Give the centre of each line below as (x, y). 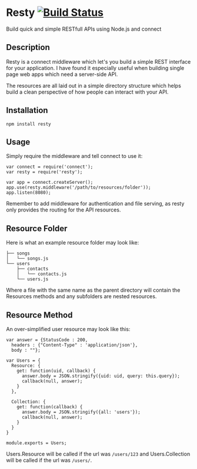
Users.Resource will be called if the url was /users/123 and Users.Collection (98, 454)
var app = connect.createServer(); (50, 183)
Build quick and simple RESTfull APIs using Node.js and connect (84, 29)
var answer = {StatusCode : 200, (47, 340)
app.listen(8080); (29, 193)
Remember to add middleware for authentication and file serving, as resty (95, 204)
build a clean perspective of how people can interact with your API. (87, 92)
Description (28, 47)
